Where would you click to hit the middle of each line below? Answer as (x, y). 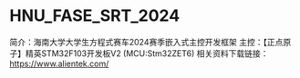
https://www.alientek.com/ (59, 63)
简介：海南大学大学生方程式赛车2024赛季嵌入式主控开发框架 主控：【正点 (146, 42)
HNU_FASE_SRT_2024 (95, 16)
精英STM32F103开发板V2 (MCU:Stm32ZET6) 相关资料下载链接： (147, 53)
